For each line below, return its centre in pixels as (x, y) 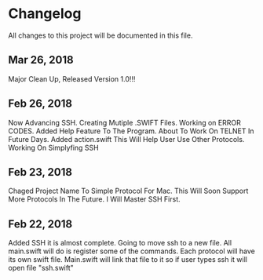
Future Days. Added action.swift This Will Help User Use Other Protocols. (126, 139)
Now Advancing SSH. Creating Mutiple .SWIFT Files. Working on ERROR (124, 122)
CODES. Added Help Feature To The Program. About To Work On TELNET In (131, 131)
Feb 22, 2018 (40, 224)
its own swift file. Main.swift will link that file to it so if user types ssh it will (128, 260)
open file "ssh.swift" (41, 268)
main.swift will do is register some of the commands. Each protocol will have (131, 251)
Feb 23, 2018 (40, 172)
